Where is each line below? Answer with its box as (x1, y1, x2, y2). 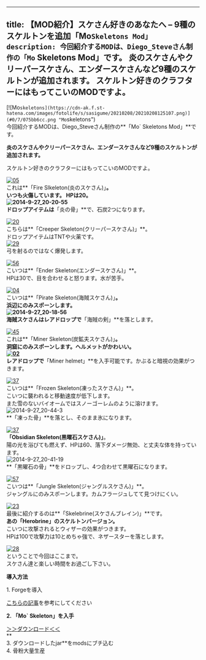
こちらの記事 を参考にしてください (6, 599, 93, 606)
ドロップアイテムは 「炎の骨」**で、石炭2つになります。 (6, 205, 148, 213)
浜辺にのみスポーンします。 (6, 301, 75, 309)
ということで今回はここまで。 (6, 552, 82, 559)
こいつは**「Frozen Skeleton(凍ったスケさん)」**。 (6, 384, 137, 391)
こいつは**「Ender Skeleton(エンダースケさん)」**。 (6, 266, 140, 274)
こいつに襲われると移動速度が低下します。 (6, 392, 113, 399)
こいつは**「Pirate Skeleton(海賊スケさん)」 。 (6, 294, 121, 301)
